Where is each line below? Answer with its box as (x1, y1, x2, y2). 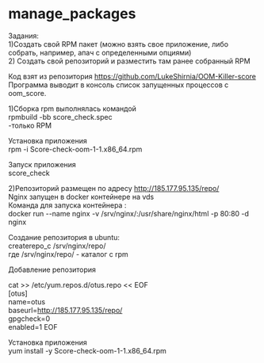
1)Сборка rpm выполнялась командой (8, 104, 137, 113)
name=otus (8, 296, 46, 306)
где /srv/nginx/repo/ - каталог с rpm (8, 249, 128, 258)
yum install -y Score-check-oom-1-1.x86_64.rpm (8, 346, 166, 355)
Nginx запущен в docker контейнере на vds (8, 192, 155, 201)
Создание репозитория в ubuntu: (8, 232, 121, 242)
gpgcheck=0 (8, 314, 50, 323)
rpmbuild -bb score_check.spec (8, 112, 113, 121)
